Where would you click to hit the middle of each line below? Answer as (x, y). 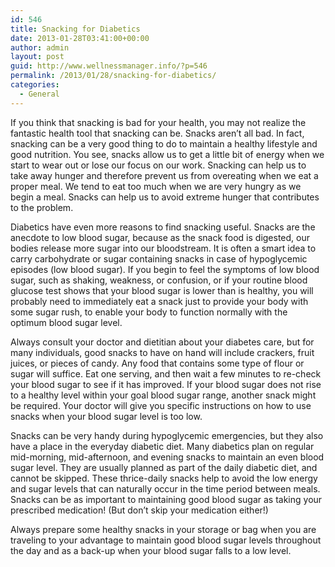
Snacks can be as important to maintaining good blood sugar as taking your (166, 499)
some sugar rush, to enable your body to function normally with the (149, 312)
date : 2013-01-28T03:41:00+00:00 (80, 38)
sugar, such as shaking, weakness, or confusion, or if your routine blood (159, 280)
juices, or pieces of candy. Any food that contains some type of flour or (157, 363)
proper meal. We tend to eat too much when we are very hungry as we (156, 186)
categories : (35, 85)
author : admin (40, 47)
